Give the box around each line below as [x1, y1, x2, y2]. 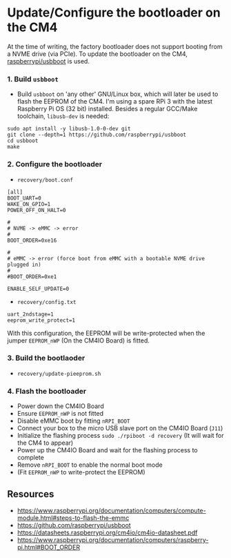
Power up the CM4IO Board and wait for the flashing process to [17, 446, 198, 454]
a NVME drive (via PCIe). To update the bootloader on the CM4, [7, 50, 188, 58]
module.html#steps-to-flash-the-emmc [17, 513, 130, 522]
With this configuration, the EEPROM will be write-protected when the [7, 329, 205, 337]
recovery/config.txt [17, 298, 77, 305]
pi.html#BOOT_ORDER [17, 543, 81, 551]
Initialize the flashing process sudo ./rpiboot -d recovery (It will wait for [17, 432, 224, 440]
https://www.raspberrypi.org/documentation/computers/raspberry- [17, 535, 209, 543]
